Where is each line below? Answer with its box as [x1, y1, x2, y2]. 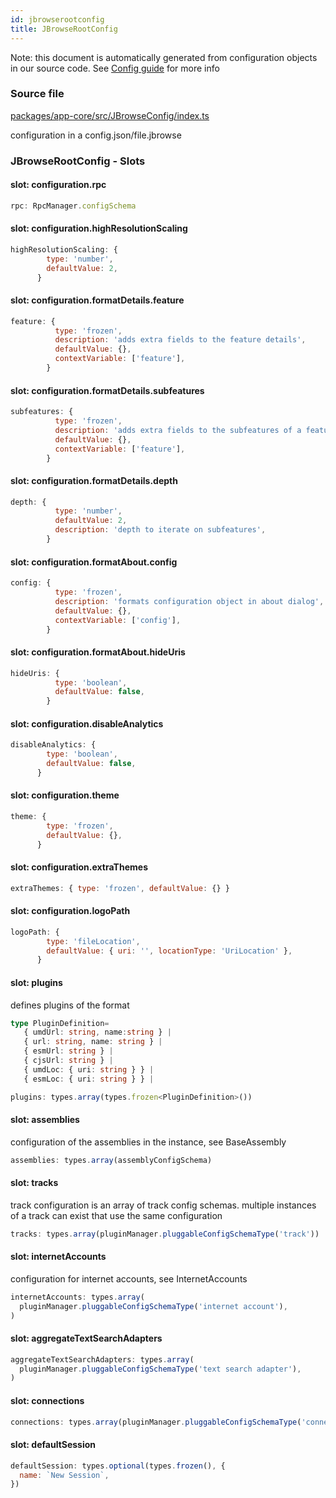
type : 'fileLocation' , [46, 936, 141, 946]
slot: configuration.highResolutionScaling [10, 222, 188, 235]
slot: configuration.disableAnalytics [10, 717, 164, 730]
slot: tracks [10, 1177, 59, 1189]
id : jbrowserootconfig [10, 14, 105, 25]
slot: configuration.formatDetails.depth [10, 475, 178, 486]
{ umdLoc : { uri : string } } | [23, 1064, 155, 1075]
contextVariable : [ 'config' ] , [54, 615, 182, 625]
